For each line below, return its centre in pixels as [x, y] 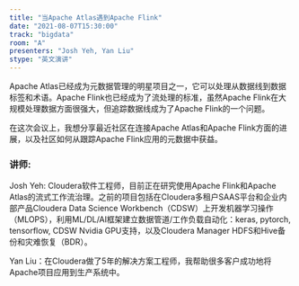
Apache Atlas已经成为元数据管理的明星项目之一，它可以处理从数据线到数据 [148, 86]
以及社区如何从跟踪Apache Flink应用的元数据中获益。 [123, 139]
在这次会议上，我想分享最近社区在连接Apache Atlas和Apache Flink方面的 [145, 128]
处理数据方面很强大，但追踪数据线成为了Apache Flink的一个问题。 [147, 108]
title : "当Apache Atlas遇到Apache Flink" [86, 18]
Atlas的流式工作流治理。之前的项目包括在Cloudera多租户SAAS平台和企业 [145, 197]
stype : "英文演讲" [41, 59]
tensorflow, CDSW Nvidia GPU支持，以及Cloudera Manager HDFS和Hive [144, 231]
